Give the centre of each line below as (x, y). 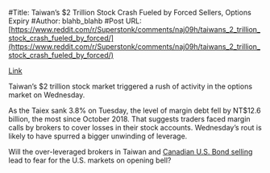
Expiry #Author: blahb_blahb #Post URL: (75, 21)
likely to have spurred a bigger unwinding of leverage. (98, 136)
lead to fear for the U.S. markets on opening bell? (90, 160)
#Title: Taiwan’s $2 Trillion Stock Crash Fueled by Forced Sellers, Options (130, 12)
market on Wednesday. (47, 95)
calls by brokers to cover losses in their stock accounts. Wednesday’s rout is (135, 128)
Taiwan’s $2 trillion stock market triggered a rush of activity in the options (130, 86)
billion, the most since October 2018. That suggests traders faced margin (130, 119)
